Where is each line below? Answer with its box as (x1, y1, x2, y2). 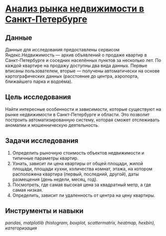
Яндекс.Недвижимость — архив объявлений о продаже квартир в (5, 52, 147, 58)
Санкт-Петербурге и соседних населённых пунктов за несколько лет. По (5, 57, 162, 63)
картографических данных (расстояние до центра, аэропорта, (5, 73, 139, 79)
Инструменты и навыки (5, 207, 84, 215)
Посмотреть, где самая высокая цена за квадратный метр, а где (12, 182, 151, 188)
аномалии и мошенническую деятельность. (5, 122, 99, 128)
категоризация (5, 225, 37, 231)
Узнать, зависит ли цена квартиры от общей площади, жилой (12, 160, 144, 166)
